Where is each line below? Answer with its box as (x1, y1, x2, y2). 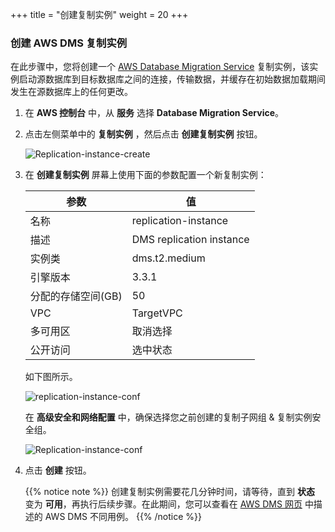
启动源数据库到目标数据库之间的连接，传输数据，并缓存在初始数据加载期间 (18, 73, 326, 85)
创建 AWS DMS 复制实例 (10, 36, 128, 50)
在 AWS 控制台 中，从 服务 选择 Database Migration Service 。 (24, 107, 285, 119)
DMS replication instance (131, 233, 250, 247)
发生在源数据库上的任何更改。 (10, 86, 133, 98)
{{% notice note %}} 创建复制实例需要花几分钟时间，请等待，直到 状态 (24, 486, 315, 498)
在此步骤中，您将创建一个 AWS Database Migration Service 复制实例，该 (10, 61, 310, 73)
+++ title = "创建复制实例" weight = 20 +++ (10, 9, 189, 20)
